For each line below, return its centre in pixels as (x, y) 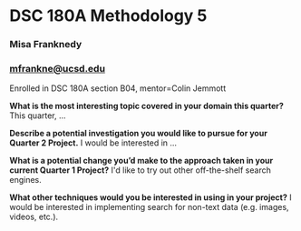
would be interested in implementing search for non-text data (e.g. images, (149, 207)
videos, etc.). (34, 217)
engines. (26, 180)
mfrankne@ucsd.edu (58, 69)
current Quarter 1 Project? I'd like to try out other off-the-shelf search (141, 170)
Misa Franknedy (46, 45)
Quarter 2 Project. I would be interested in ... (93, 143)
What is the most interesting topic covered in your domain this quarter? (146, 106)
